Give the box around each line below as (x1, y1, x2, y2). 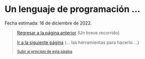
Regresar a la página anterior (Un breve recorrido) (16, 29, 120, 35)
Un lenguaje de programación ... (4, 3, 141, 15)
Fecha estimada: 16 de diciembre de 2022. (4, 20, 92, 26)
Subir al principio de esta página (16, 49, 73, 54)
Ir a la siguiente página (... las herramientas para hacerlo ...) (16, 39, 140, 45)
